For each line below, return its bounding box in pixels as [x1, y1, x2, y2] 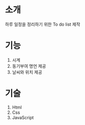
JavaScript [12, 114, 34, 120]
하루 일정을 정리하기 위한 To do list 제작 [5, 21, 81, 27]
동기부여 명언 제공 [12, 63, 46, 69]
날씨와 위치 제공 [12, 69, 42, 75]
